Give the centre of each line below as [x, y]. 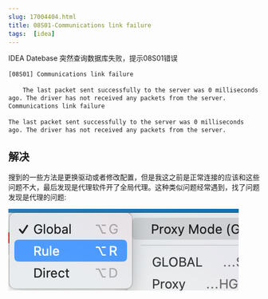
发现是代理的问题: [37, 197]
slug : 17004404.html [43, 17]
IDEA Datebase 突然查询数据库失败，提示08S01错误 [93, 58]
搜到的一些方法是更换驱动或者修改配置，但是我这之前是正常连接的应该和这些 [134, 177]
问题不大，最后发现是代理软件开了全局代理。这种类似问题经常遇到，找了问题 [134, 187]
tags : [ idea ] [32, 33]
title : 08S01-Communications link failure [80, 25]
